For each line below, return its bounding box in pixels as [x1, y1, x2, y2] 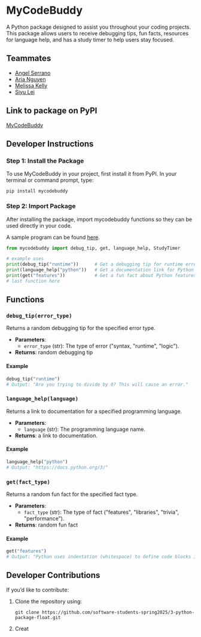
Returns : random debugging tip [14, 349, 93, 356]
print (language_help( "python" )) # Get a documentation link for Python [6, 267, 194, 273]
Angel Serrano [14, 69, 51, 76]
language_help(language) [6, 396, 79, 402]
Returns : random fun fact [14, 521, 78, 528]
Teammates [6, 53, 51, 63]
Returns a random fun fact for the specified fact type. [6, 491, 138, 498]
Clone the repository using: [14, 598, 83, 605]
